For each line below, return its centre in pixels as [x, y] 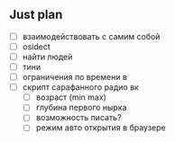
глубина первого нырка [81, 108]
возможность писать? [78, 118]
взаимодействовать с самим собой [91, 36]
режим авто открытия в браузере [101, 128]
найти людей [47, 57]
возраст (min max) [71, 97]
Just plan [36, 15]
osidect [37, 46]
